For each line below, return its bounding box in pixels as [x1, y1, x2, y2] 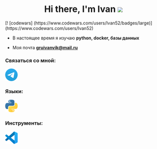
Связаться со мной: [5, 57, 56, 64]
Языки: [5, 88, 23, 95]
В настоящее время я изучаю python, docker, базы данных [12, 35, 140, 41]
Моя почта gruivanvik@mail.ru [12, 44, 78, 50]
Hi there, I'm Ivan [44, 3, 116, 15]
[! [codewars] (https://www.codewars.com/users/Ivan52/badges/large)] [5, 20, 153, 26]
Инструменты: [5, 120, 43, 127]
